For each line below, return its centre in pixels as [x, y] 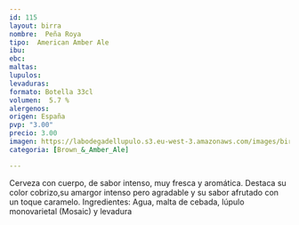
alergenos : [29, 108]
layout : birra [36, 26]
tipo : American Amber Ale [59, 42]
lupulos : [25, 76]
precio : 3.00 [33, 133]
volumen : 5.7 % [39, 100]
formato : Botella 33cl [51, 92]
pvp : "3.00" [31, 125]
